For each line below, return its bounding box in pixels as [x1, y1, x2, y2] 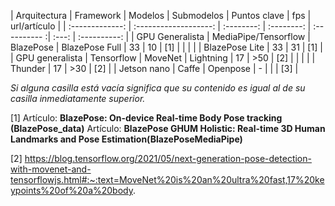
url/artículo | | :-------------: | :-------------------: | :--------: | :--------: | [10, 20, 312, 32]
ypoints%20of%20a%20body [10, 185, 133, 196]
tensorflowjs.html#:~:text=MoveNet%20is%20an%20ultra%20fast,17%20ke [10, 174, 325, 185]
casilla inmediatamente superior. [10, 93, 146, 104]
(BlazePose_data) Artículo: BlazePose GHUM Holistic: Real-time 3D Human [10, 123, 326, 134]
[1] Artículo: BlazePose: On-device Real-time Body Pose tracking [10, 112, 283, 124]
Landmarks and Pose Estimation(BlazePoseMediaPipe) [10, 133, 243, 145]
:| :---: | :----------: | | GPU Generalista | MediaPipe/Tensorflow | [44, 31, 311, 42]
